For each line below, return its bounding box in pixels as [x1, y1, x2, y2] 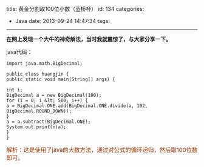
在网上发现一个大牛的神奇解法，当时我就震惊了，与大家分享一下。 [6, 36, 171, 42]
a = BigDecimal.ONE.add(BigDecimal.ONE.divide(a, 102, [6, 103, 148, 109]
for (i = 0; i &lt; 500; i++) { [6, 97, 88, 103]
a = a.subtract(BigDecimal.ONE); [6, 119, 91, 125]
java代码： [6, 48, 33, 56]
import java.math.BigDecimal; [6, 61, 83, 67]
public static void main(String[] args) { [6, 76, 115, 82]
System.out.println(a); [6, 124, 67, 130]
